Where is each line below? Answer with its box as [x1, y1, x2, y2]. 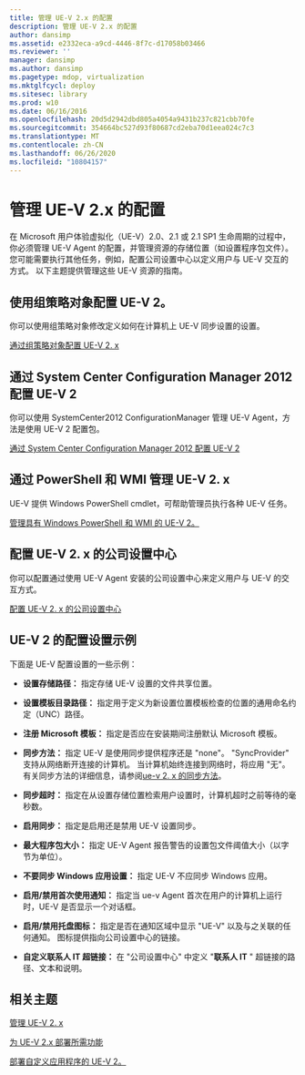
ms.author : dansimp [9, 65, 84, 74]
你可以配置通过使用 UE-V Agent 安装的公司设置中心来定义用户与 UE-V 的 [9, 572, 282, 583]
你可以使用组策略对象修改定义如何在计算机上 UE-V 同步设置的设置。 [9, 321, 266, 332]
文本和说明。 [38, 962, 87, 973]
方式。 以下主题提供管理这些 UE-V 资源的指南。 [9, 265, 188, 276]
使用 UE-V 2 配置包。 [25, 424, 105, 435]
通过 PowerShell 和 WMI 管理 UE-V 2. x [9, 472, 230, 487]
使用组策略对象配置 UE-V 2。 [9, 294, 173, 310]
